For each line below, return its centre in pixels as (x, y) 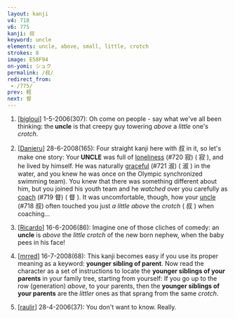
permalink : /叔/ (31, 72)
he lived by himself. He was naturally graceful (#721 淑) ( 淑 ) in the (114, 166)
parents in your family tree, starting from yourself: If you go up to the (117, 278)
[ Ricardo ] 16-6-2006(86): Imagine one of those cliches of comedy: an (118, 227)
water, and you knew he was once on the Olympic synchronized (110, 174)
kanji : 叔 (21, 33)
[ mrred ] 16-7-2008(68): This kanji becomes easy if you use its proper (118, 256)
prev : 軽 (19, 92)
